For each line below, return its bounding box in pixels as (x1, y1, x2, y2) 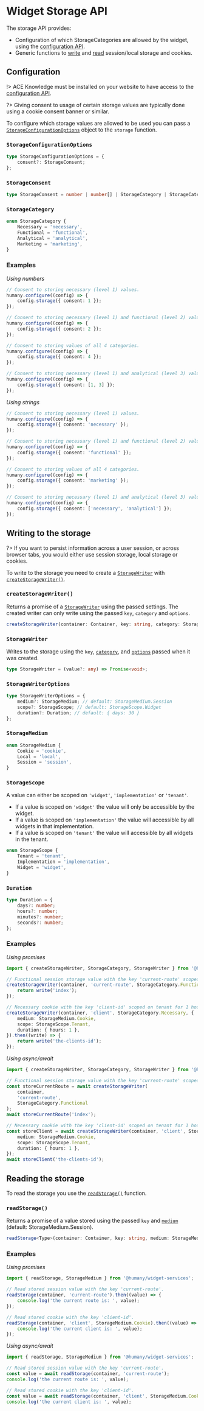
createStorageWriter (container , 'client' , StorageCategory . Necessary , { (6, 1010, 194, 1016)
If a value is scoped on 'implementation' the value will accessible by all (15, 816, 194, 823)
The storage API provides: (6, 24, 72, 32)
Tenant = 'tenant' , (17, 853, 67, 859)
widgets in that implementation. (15, 823, 94, 830)
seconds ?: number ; (17, 920, 64, 926)
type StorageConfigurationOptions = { (6, 153, 104, 160)
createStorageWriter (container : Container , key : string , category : (6, 621, 181, 627)
